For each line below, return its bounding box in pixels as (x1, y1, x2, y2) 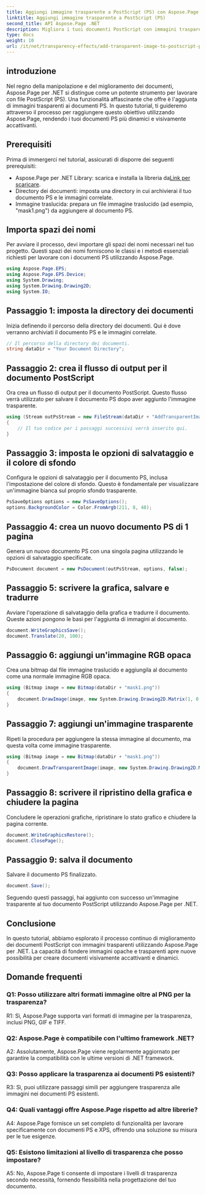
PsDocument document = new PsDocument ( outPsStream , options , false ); (6, 566, 188, 572)
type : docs (6, 32, 34, 38)
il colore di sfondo (6, 457, 77, 468)
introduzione (6, 66, 56, 77)
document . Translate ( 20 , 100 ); (6, 633, 84, 639)
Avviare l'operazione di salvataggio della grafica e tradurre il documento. (6, 609, 190, 616)
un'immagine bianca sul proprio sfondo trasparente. (6, 487, 138, 495)
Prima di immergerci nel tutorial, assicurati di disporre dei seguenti (6, 155, 174, 163)
